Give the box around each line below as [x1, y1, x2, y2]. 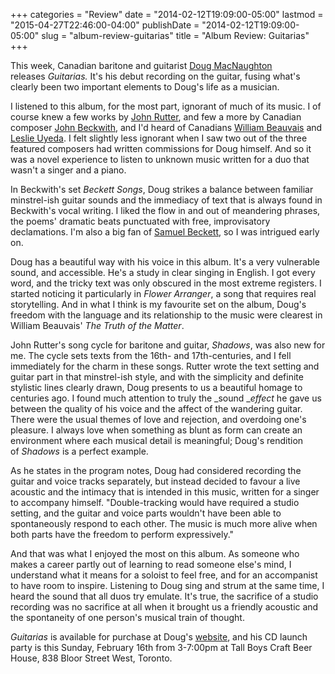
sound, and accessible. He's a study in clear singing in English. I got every [10, 267, 316, 278]
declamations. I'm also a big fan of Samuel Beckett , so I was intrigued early [10, 226, 320, 238]
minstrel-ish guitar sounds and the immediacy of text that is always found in [10, 194, 323, 206]
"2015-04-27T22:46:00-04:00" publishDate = [10, 19, 200, 31]
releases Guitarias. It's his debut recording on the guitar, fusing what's [10, 70, 301, 82]
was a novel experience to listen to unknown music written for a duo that [10, 154, 310, 165]
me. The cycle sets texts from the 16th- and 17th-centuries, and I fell [10, 350, 292, 361]
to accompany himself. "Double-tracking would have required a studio [10, 497, 300, 508]
